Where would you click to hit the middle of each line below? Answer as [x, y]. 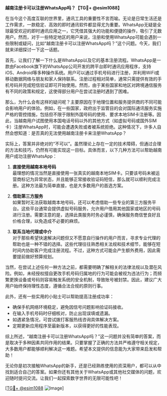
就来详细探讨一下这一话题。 [34, 50]
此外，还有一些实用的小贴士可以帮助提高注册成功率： [60, 297]
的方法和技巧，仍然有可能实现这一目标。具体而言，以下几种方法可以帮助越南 [83, 150]
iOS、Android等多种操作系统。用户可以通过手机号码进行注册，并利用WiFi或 [82, 73]
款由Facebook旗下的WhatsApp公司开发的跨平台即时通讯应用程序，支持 [78, 66]
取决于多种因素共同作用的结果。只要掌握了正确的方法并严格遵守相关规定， [85, 343]
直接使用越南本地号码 [34, 167]
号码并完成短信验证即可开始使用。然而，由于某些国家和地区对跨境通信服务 [85, 85]
